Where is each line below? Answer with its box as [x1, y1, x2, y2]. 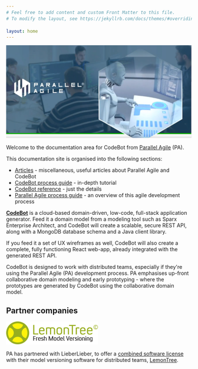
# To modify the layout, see [6, 15, 78, 22]
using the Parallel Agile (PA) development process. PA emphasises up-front [6, 270, 189, 277]
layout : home [6, 28, 38, 34]
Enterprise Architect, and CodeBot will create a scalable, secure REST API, [6, 222, 187, 229]
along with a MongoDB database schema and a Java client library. [6, 228, 167, 235]
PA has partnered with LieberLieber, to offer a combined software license [6, 350, 184, 357]
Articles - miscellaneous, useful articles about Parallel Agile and [14, 167, 170, 174]
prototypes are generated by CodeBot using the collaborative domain [6, 282, 174, 290]
